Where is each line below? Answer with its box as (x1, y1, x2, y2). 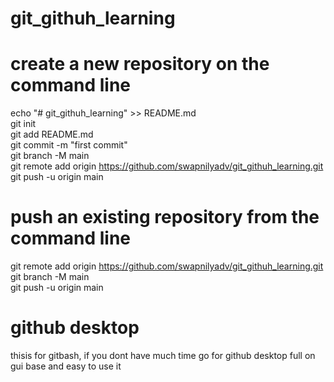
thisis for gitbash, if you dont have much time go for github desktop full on (10, 350, 316, 361)
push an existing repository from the (10, 206, 320, 229)
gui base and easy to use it (10, 360, 122, 372)
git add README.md (10, 128, 94, 141)
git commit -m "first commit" (10, 139, 128, 151)
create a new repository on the (10, 53, 270, 76)
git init (10, 118, 37, 130)
